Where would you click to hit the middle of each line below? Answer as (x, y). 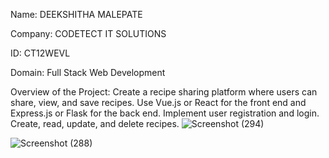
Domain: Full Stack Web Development (88, 72)
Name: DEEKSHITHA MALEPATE (76, 14)
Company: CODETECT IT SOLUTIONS (88, 33)
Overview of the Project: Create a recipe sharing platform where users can (164, 92)
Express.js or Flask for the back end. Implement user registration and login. (165, 113)
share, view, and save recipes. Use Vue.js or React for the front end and (158, 102)
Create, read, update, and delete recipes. (95, 123)
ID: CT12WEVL (40, 53)
